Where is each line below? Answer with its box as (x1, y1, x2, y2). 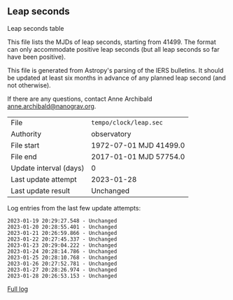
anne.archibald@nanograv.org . (7, 101, 97, 110)
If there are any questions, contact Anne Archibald (7, 94, 153, 103)
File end (10, 152, 37, 162)
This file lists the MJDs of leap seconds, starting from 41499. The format (7, 38, 217, 46)
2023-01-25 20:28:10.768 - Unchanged (7, 254, 118, 261)
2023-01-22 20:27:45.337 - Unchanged (7, 236, 118, 243)
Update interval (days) (10, 163, 85, 173)
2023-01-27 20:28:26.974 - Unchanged (7, 266, 118, 273)
